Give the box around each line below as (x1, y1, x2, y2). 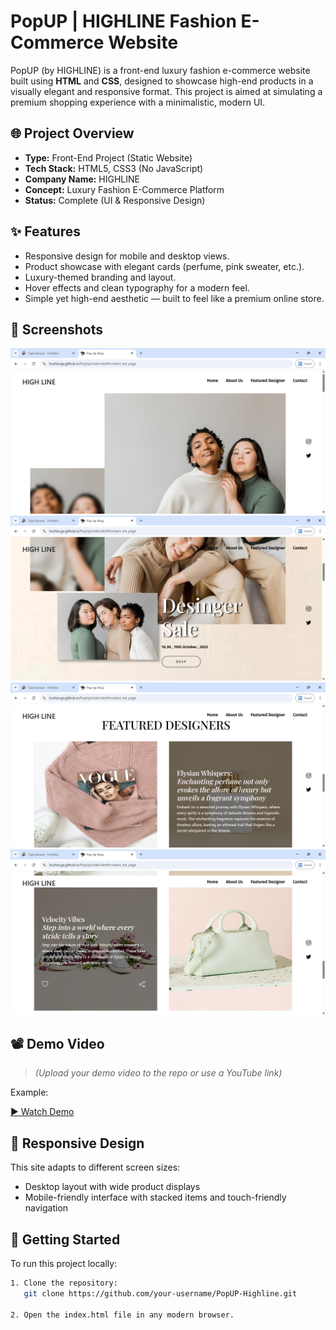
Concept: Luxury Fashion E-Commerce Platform (24, 183, 225, 195)
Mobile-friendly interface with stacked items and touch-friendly (24, 1191, 287, 1204)
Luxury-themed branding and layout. (24, 271, 177, 283)
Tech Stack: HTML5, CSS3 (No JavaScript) (24, 162, 204, 174)
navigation (24, 1202, 69, 1214)
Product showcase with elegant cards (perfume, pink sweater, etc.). (24, 260, 305, 272)
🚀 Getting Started (10, 1231, 121, 1248)
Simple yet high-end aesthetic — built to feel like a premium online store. (24, 292, 325, 304)
